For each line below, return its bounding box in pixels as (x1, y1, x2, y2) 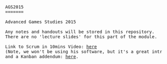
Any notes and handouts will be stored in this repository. (5, 29, 155, 34)
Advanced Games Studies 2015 (5, 19, 76, 24)
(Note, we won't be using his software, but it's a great (5, 49, 150, 54)
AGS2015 (5, 4, 24, 9)
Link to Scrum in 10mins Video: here (5, 44, 97, 49)
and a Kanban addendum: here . (5, 54, 79, 59)
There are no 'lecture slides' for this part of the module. (5, 34, 158, 39)
